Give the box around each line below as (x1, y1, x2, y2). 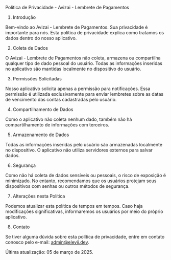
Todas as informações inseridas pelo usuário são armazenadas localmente (5, 142, 162, 147)
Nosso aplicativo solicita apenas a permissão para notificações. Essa (5, 85, 151, 92)
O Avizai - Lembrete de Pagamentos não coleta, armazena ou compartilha (5, 55, 161, 61)
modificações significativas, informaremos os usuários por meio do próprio (5, 208, 163, 214)
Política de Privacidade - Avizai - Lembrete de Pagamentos (5, 5, 129, 10)
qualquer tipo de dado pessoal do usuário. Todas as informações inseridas (5, 60, 162, 66)
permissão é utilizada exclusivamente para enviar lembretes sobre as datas (5, 91, 164, 97)
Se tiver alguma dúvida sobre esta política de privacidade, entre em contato (5, 234, 165, 240)
